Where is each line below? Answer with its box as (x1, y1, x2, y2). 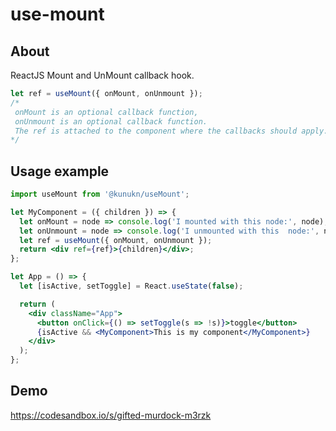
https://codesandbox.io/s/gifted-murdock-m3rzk (10, 409, 212, 421)
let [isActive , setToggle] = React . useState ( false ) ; (19, 281, 244, 292)
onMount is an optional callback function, (14, 107, 199, 117)
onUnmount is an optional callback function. (14, 116, 208, 127)
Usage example (10, 163, 110, 180)
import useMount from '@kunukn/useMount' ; (10, 189, 190, 200)
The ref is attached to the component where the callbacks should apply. (14, 126, 329, 136)
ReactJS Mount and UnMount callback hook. (10, 69, 195, 81)
